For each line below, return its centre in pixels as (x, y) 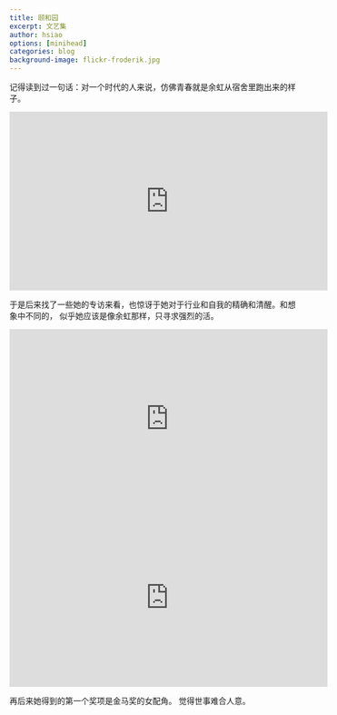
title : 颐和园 (34, 18)
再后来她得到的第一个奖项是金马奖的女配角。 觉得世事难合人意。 (130, 701)
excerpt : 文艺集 (38, 26)
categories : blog (42, 52)
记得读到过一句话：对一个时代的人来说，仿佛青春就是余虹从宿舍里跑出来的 (149, 87)
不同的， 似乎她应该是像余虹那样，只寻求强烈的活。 (122, 316)
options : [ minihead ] (49, 43)
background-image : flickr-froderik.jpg (85, 60)
